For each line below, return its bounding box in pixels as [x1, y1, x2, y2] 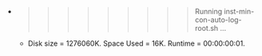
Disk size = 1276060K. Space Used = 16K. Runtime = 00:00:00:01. [27, 39, 245, 48]
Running [194, 7, 223, 16]
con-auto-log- [194, 15, 242, 24]
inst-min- [223, 7, 255, 16]
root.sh [194, 24, 219, 32]
